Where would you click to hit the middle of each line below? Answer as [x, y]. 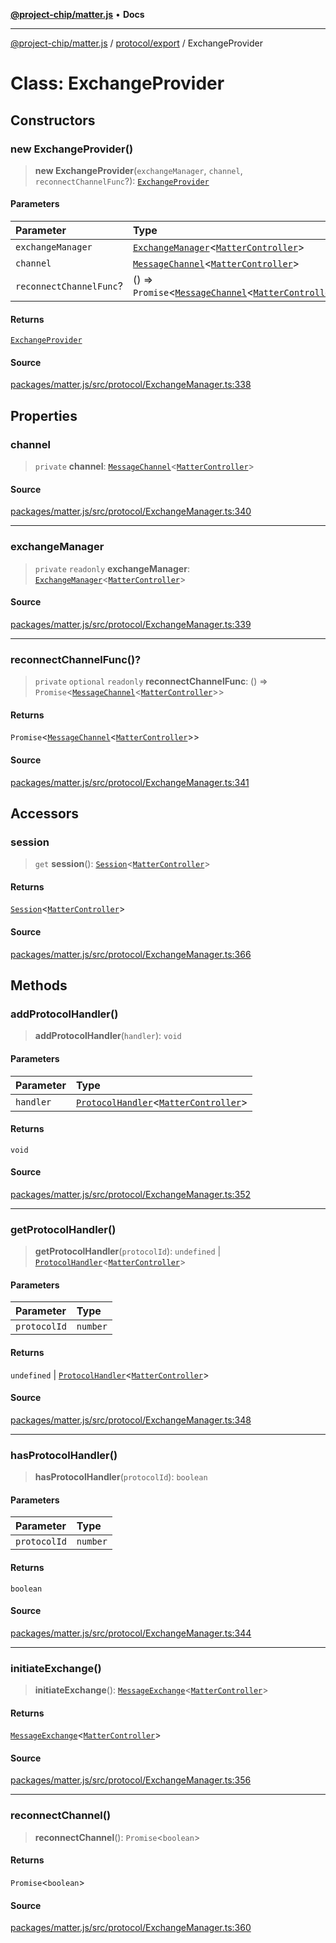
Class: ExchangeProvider [117, 83]
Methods [39, 985]
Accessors [45, 813]
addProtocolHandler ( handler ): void [108, 1036]
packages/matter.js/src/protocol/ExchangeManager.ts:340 [131, 511]
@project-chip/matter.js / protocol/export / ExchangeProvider [136, 43]
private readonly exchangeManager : [112, 568]
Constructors [53, 120]
